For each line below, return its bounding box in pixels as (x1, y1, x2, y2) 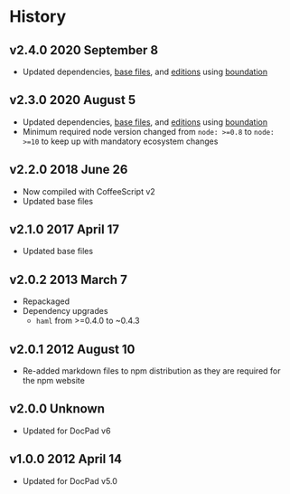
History (9, 6, 67, 27)
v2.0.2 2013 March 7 (9, 271, 128, 287)
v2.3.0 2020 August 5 (9, 92, 136, 108)
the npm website (22, 375, 86, 386)
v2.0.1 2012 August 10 (9, 341, 136, 356)
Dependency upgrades (22, 306, 108, 317)
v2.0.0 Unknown (9, 401, 106, 417)
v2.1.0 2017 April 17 (9, 222, 120, 237)
